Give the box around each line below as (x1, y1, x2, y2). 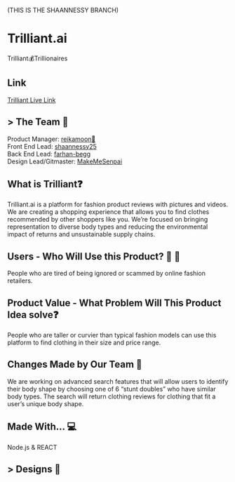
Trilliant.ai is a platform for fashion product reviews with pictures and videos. (7, 200, 229, 209)
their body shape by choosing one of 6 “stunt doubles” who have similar (7, 384, 216, 393)
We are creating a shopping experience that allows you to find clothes (7, 208, 210, 216)
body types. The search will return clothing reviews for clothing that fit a (7, 392, 216, 401)
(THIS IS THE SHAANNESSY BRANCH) (7, 6, 119, 14)
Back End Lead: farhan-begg (7, 149, 91, 158)
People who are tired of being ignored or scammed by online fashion (7, 269, 206, 278)
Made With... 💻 (7, 421, 77, 433)
